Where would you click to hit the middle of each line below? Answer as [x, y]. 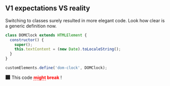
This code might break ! [37, 77]
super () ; [24, 45]
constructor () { [27, 40]
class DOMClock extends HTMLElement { [46, 35]
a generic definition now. [31, 26]
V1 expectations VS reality [48, 8]
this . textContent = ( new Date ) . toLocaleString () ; [68, 49]
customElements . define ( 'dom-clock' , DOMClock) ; [56, 68]
